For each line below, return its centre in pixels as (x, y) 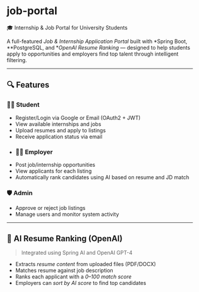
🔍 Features (28, 85)
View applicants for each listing (53, 171)
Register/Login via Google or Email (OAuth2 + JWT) (78, 118)
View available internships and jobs (58, 124)
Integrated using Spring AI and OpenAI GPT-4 (77, 253)
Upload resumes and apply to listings (60, 130)
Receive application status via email (59, 137)
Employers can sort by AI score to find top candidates (81, 283)
